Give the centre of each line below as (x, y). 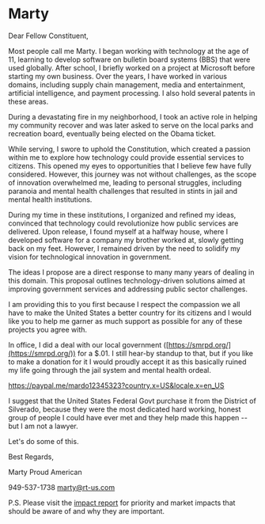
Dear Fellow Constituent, (48, 36)
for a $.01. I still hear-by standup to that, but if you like (165, 353)
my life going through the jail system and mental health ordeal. (110, 370)
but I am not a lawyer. (44, 426)
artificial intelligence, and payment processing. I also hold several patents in (132, 93)
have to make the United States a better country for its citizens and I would (130, 313)
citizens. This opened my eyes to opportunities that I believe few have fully (130, 165)
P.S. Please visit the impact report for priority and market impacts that (122, 503)
